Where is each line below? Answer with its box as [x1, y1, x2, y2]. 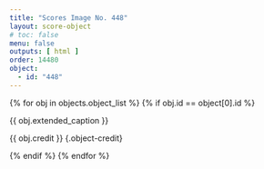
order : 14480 [9, 55, 59, 65]
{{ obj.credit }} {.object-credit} [9, 133, 123, 144]
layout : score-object [9, 22, 92, 31]
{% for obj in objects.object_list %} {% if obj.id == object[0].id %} [9, 97, 256, 108]
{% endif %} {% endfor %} [9, 150, 110, 161]
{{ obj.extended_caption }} [9, 114, 109, 125]
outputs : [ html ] [9, 47, 79, 56]
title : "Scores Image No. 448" [9, 13, 128, 23]
